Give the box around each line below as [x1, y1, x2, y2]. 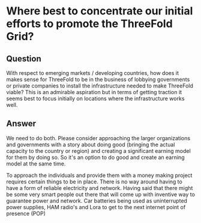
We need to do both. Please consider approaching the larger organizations [6, 134, 191, 141]
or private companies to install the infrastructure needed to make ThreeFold [6, 82, 194, 89]
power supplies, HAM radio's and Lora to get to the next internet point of [6, 203, 186, 210]
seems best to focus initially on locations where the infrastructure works [6, 95, 185, 102]
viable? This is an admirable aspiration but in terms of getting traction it [6, 89, 182, 95]
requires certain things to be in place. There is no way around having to [6, 178, 183, 185]
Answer [6, 119, 37, 129]
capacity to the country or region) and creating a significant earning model [6, 147, 191, 154]
